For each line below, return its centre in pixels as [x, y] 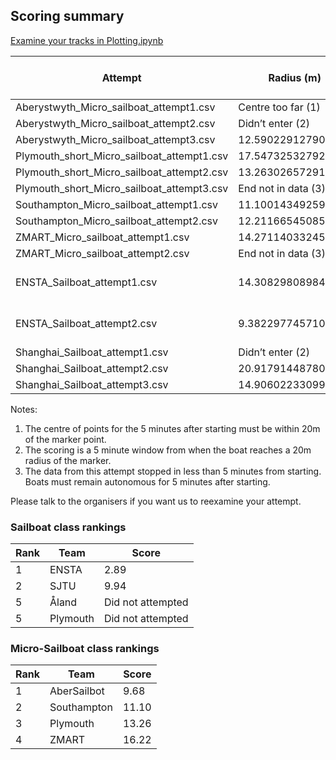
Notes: [24, 409]
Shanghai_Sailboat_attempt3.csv [92, 384]
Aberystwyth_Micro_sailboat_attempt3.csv [115, 139]
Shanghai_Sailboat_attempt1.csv [92, 352]
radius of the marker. [68, 460]
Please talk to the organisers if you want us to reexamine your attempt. [156, 501]
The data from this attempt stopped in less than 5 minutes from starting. [173, 471]
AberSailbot [77, 691]
